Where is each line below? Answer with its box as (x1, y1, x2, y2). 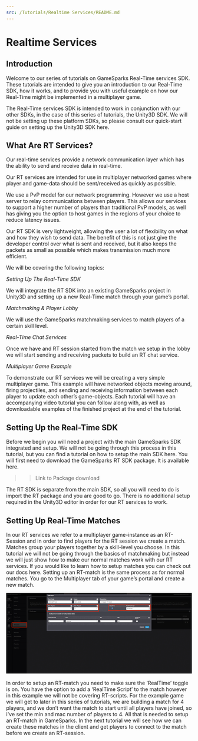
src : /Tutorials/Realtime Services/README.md (6, 9, 120, 15)
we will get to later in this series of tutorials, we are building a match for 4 (6, 698, 184, 706)
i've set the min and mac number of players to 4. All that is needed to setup (6, 711, 189, 718)
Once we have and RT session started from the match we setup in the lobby (6, 345, 190, 353)
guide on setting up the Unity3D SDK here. (6, 124, 110, 131)
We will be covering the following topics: (6, 264, 104, 271)
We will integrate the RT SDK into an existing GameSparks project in (6, 287, 171, 294)
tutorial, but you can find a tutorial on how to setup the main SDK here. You (6, 451, 188, 458)
